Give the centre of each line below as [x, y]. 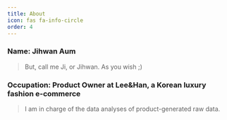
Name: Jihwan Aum [42, 51]
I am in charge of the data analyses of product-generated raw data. [122, 109]
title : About [26, 14]
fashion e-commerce [44, 93]
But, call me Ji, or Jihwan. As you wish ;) [84, 67]
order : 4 [20, 27]
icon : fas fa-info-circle [45, 20]
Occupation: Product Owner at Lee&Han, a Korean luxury [107, 85]
